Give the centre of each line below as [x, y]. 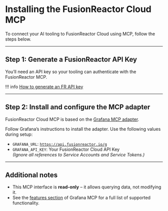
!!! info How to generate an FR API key [44, 87]
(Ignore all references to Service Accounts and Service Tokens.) [78, 154]
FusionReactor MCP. [26, 77]
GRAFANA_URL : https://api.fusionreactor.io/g [60, 144]
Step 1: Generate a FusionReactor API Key [71, 59]
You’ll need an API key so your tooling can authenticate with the [71, 72]
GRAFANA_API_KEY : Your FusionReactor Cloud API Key [66, 149]
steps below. [18, 39]
